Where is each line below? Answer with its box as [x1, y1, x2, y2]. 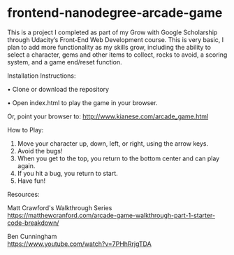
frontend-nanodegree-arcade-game [7, 5, 223, 21]
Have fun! [17, 177, 46, 185]
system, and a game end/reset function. [7, 57, 122, 66]
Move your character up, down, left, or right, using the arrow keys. [17, 139, 208, 148]
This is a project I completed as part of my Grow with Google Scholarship [7, 28, 218, 36]
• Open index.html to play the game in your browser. [7, 98, 158, 106]
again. [17, 161, 36, 170]
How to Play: [7, 125, 44, 134]
